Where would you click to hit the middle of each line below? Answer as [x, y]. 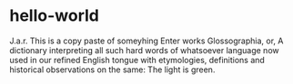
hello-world [55, 16]
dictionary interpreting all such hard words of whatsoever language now [144, 50]
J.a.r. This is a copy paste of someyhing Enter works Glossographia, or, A [146, 41]
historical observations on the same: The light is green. [112, 70]
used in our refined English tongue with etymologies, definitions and [137, 60]
